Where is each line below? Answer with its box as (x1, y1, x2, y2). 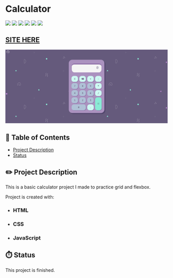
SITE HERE (5, 35, 40, 44)
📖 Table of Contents (5, 133, 70, 142)
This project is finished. (5, 267, 55, 273)
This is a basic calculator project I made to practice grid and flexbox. (5, 184, 151, 190)
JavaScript (12, 234, 41, 242)
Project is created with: (5, 194, 55, 200)
